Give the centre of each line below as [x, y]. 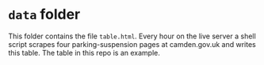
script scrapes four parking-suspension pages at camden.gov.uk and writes [132, 44]
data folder [44, 14]
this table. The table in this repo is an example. [84, 52]
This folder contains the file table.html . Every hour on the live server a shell [132, 36]
